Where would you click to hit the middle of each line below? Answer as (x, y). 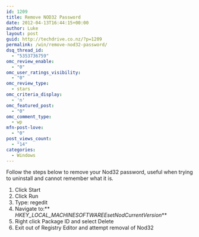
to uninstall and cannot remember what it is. (60, 178)
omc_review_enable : (30, 61)
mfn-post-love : (25, 128)
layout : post (22, 34)
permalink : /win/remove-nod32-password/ (57, 45)
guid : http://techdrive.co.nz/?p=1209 (54, 39)
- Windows (23, 155)
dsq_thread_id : (25, 50)
